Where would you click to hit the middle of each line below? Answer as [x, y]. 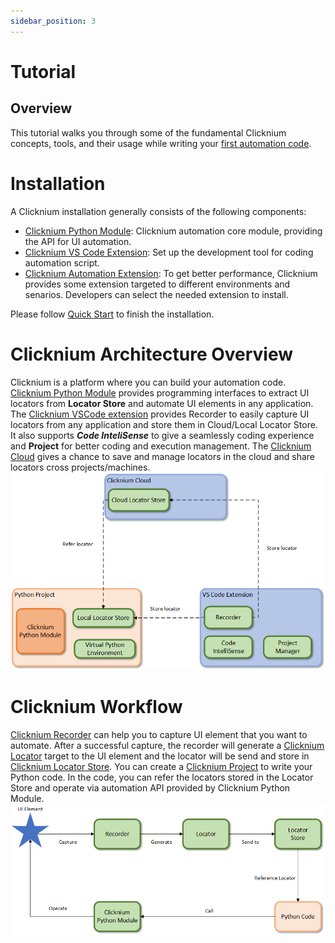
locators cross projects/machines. [80, 467]
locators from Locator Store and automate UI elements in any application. [162, 403]
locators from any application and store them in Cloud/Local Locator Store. [164, 424]
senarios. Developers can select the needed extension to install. [156, 294]
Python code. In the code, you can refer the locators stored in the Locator [162, 777]
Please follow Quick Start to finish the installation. [112, 314]
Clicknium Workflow [96, 706]
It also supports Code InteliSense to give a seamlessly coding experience [162, 435]
